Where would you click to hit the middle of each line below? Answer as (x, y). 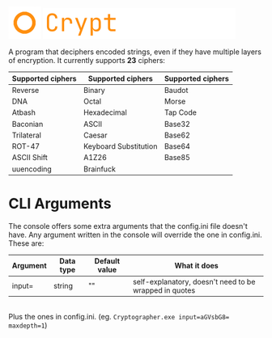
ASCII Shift (30, 158)
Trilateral (27, 135)
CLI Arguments (60, 204)
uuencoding (32, 169)
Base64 (177, 146)
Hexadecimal (105, 112)
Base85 (177, 158)
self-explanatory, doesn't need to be (194, 281)
